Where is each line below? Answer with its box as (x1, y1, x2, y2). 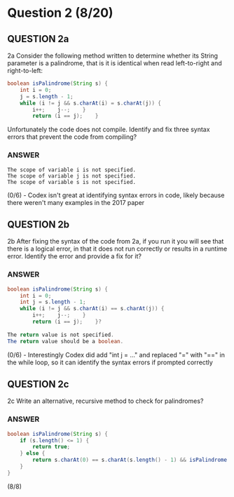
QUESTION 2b (7, 218, 70, 230)
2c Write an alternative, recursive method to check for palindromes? (7, 397, 204, 405)
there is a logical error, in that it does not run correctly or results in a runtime (7, 244, 228, 253)
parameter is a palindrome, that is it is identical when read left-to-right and (7, 59, 222, 67)
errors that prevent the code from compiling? (7, 133, 137, 141)
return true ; (32, 444, 71, 451)
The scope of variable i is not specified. (7, 166, 137, 173)
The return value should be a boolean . (7, 338, 124, 345)
